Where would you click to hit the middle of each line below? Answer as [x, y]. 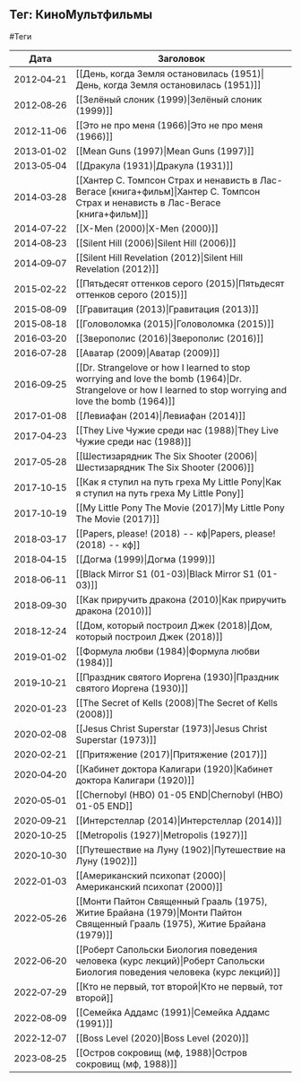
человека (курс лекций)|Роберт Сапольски [170, 961]
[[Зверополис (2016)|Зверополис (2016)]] [170, 338]
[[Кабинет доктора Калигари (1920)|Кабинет [174, 769]
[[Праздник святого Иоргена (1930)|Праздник [177, 676]
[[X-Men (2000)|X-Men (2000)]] [147, 228]
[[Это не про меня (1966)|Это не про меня [169, 125]
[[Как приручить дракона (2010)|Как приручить [181, 599]
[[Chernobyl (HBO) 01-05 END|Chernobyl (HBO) [180, 795]
